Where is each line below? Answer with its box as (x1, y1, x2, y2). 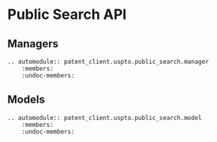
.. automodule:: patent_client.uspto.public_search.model (7, 114, 202, 121)
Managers (7, 37, 59, 50)
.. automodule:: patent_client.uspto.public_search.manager (7, 58, 210, 65)
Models (7, 93, 45, 106)
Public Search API (7, 6, 127, 24)
